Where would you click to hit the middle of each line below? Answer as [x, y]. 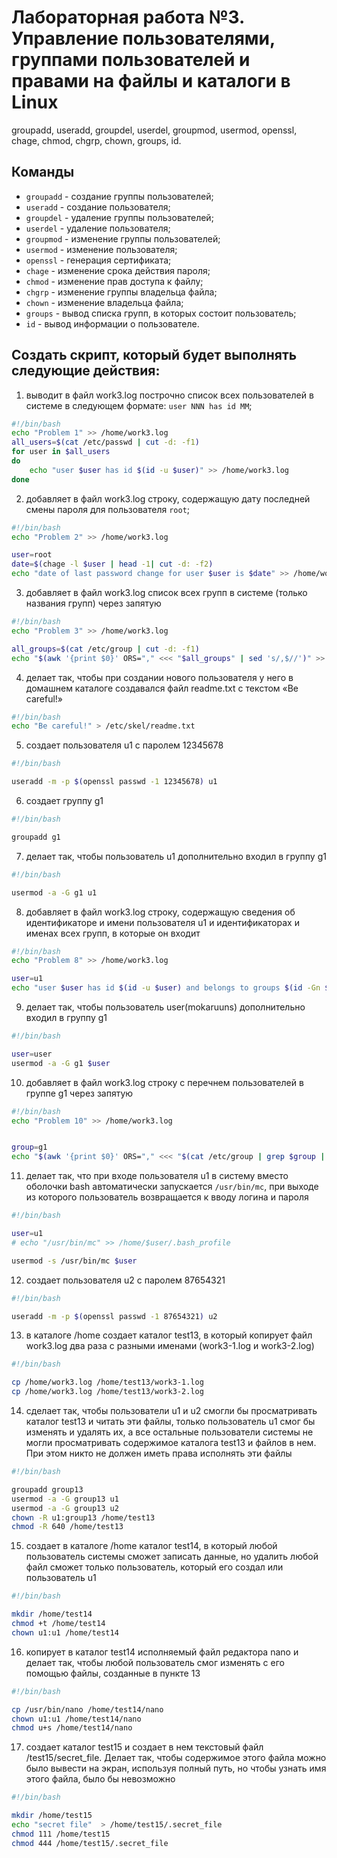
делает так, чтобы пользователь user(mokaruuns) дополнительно [165, 1007]
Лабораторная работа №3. [128, 17]
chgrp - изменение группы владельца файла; [121, 292]
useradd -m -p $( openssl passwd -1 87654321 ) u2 [114, 1316]
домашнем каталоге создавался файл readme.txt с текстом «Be [162, 688]
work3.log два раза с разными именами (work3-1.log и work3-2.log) [170, 1346]
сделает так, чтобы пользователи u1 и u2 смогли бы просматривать [171, 1411]
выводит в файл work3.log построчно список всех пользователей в [169, 395]
